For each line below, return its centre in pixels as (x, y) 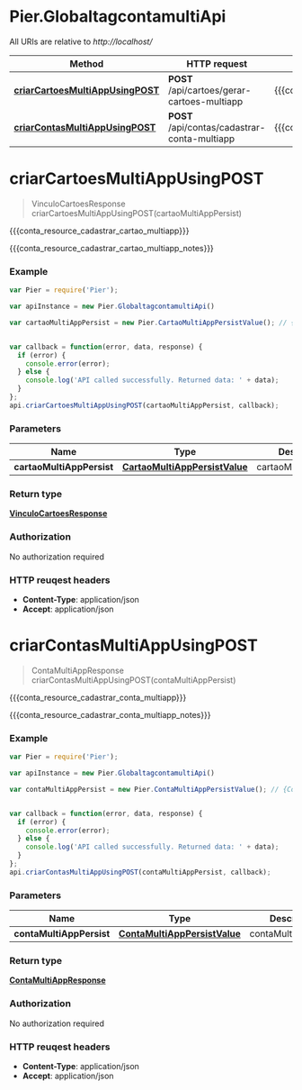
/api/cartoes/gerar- (209, 90)
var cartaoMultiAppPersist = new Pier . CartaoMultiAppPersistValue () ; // (148, 322)
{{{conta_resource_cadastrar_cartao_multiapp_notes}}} (111, 248)
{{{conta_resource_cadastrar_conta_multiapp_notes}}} (110, 714)
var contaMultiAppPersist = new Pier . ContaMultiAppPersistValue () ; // (144, 789)
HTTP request (217, 63)
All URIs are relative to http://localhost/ (81, 41)
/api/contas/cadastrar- (217, 127)
